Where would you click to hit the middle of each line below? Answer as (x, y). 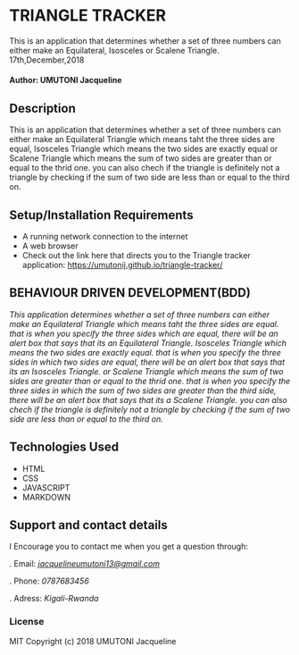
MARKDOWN (46, 497)
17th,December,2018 (47, 60)
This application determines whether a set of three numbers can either (140, 315)
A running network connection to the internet (105, 236)
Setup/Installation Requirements (101, 215)
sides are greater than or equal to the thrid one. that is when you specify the (150, 381)
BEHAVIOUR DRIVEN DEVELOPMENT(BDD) (130, 293)
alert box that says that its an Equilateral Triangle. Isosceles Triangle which (148, 343)
